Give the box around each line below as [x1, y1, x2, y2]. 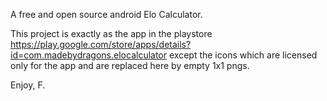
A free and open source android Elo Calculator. [10, 9, 203, 20]
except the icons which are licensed [168, 49, 318, 61]
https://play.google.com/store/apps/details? [10, 39, 192, 50]
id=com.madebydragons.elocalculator [10, 49, 168, 61]
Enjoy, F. [10, 79, 46, 91]
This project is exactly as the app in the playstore [10, 28, 213, 39]
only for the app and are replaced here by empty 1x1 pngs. [10, 60, 250, 71]
